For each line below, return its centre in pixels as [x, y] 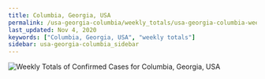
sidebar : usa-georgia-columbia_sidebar [74, 45]
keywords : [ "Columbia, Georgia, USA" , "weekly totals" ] [102, 37]
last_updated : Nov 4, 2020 [52, 30]
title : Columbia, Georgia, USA [60, 15]
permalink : [26, 23]
